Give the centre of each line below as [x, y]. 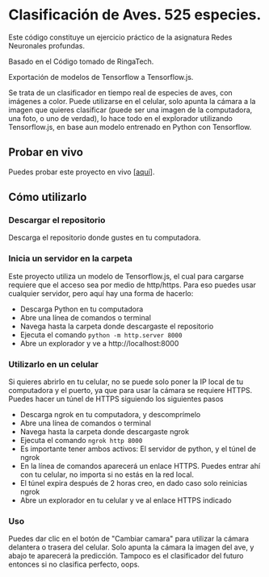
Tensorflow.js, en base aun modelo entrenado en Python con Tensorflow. [130, 127]
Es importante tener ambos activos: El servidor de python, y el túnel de [138, 449]
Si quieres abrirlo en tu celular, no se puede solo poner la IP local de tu [126, 382]
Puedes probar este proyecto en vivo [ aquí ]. [82, 172]
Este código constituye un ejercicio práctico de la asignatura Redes [120, 37]
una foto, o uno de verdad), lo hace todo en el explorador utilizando [120, 118]
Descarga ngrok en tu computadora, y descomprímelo [110, 415]
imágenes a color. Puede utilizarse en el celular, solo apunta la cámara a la [132, 101]
